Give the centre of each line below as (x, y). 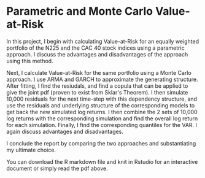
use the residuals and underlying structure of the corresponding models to (101, 105)
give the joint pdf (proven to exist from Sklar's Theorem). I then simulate (97, 92)
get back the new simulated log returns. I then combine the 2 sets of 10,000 (102, 112)
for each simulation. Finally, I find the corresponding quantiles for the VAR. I (102, 125)
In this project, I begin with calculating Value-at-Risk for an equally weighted (103, 41)
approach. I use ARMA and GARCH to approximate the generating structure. (102, 79)
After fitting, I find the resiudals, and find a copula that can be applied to (97, 86)
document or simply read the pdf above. (57, 168)
